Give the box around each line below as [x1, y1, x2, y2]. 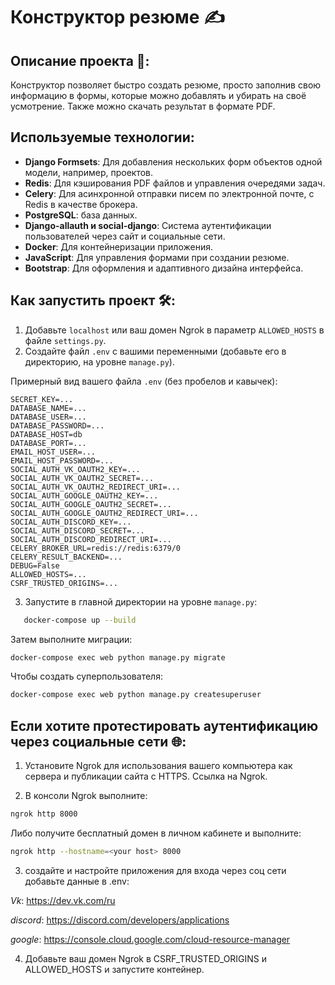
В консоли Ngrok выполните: [24, 790, 148, 802]
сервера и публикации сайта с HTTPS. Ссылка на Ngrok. [24, 770, 268, 783]
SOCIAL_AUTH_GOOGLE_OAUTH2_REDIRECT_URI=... [10, 508, 199, 518]
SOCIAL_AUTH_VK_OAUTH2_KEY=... [10, 464, 141, 474]
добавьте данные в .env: [24, 875, 130, 887]
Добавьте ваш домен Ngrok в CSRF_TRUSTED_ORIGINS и [24, 952, 268, 964]
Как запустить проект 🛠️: [10, 292, 176, 309]
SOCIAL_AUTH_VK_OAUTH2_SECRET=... [10, 473, 155, 483]
